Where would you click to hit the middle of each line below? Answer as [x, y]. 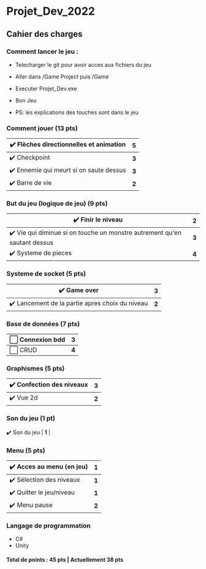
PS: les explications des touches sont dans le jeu [77, 112]
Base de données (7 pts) [43, 323]
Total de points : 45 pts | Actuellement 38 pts [65, 559]
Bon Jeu [26, 100]
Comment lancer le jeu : [42, 52]
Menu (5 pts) [26, 451]
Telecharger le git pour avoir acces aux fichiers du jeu [83, 64]
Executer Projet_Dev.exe [46, 88]
